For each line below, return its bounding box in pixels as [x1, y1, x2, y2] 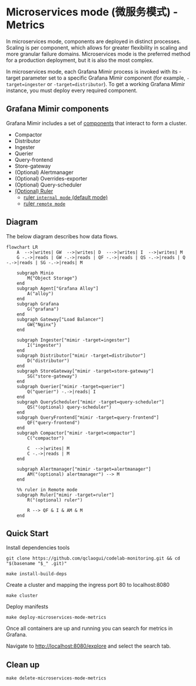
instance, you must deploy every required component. [6, 87, 138, 94]
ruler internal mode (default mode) [23, 193, 108, 201]
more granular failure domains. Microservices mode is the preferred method [6, 50, 191, 57]
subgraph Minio [16, 270, 54, 276]
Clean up [6, 659, 40, 669]
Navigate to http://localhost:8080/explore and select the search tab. [6, 642, 171, 649]
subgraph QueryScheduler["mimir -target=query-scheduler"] [16, 399, 165, 405]
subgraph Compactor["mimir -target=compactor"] [16, 430, 135, 436]
